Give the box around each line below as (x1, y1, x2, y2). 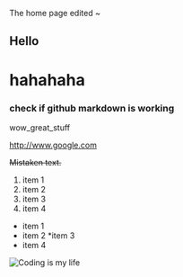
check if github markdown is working (9, 102, 175, 114)
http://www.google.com (9, 139, 97, 150)
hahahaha (9, 69, 85, 90)
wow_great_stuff (9, 121, 71, 133)
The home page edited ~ (9, 8, 101, 18)
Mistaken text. (9, 156, 62, 167)
